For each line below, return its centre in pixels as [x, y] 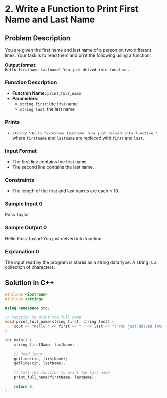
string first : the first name [49, 104]
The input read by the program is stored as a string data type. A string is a [81, 262]
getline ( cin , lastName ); [40, 363]
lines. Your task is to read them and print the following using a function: [78, 55]
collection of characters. [30, 267]
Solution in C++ [30, 283]
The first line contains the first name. [50, 162]
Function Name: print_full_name [46, 93]
